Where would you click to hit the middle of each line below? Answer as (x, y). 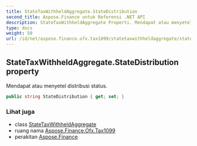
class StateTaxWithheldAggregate (55, 124)
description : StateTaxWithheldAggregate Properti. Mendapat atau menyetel (99, 22)
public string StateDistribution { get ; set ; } (65, 96)
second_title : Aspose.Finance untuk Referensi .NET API (76, 17)
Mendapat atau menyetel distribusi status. (57, 86)
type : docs (19, 28)
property (23, 72)
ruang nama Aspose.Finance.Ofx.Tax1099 (65, 130)
